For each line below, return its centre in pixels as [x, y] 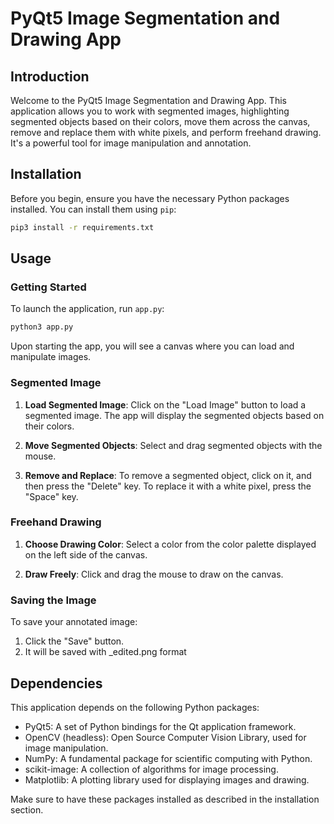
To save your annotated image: [74, 622]
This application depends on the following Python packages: [135, 707]
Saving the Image [53, 600]
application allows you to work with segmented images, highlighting [150, 111]
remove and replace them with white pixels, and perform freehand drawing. [166, 132]
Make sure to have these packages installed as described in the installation [165, 799]
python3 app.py [42, 327]
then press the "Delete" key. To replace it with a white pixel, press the [168, 486]
